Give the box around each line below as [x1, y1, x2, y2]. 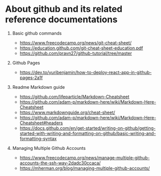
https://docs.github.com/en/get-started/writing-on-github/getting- [19, 125, 156, 131]
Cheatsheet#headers [19, 120, 63, 126]
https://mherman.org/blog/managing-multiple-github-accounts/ [19, 165, 150, 171]
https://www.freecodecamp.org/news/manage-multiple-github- [19, 154, 150, 161]
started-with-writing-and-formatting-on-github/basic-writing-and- [19, 130, 156, 136]
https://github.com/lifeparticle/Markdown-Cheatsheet [19, 94, 130, 100]
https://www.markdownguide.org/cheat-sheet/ [19, 109, 115, 115]
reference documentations [5, 14, 118, 25]
